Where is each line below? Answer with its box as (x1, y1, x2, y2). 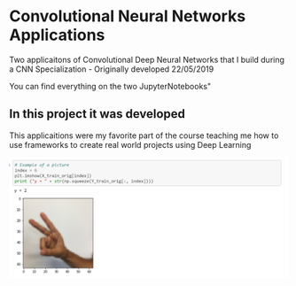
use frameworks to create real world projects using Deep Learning (9, 139, 252, 150)
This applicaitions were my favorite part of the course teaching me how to (9, 130, 279, 141)
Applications (9, 25, 105, 45)
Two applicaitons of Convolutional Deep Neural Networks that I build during (9, 54, 285, 65)
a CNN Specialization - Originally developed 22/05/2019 (9, 64, 214, 74)
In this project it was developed (9, 106, 186, 121)
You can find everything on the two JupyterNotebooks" (9, 81, 211, 91)
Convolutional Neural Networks (9, 6, 246, 27)
